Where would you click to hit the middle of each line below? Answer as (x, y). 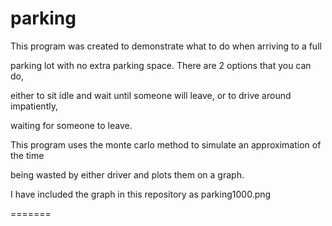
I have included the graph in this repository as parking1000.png (141, 194)
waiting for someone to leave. (71, 125)
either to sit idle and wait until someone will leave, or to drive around (151, 95)
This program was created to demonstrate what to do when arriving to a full (166, 46)
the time (27, 155)
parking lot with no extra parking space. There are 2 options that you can (161, 65)
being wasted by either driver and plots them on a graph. (127, 174)
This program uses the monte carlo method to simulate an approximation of (166, 144)
